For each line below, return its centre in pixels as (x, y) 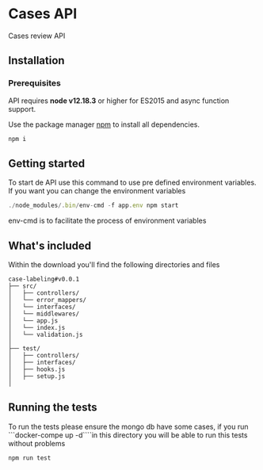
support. (22, 109)
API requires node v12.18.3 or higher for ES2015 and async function (119, 101)
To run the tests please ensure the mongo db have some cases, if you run (128, 426)
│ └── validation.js (46, 334)
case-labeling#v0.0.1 (44, 279)
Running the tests (53, 408)
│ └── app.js (33, 321)
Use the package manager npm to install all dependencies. (104, 124)
